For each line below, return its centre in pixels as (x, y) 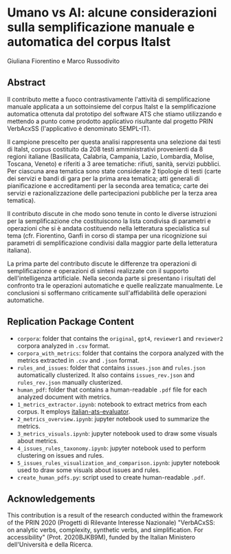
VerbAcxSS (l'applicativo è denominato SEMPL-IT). (79, 128)
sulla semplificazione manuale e (101, 27)
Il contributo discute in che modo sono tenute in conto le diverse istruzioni (112, 213)
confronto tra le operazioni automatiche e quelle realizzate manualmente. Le (115, 285)
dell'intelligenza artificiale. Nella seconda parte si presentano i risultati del (112, 278)
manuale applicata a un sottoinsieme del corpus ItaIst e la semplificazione (112, 106)
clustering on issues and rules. (60, 455)
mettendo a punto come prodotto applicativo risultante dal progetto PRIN (110, 121)
